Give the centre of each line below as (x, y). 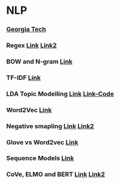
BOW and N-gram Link (40, 61)
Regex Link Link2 (31, 46)
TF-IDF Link (23, 78)
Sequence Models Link (40, 158)
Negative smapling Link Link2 (50, 126)
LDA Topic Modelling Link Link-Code (60, 94)
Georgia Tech (26, 29)
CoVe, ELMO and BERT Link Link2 (55, 174)
